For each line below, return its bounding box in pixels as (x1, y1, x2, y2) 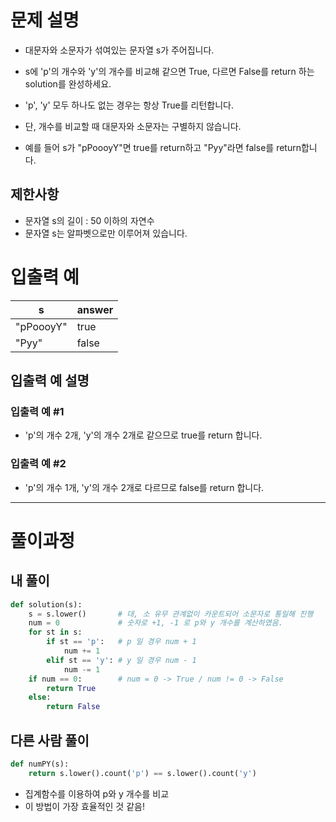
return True (46, 683, 97, 693)
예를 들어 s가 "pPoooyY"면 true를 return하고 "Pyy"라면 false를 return (24, 141, 302, 153)
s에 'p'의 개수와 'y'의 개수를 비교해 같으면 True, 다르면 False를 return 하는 (24, 65, 315, 77)
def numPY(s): (10, 759, 70, 769)
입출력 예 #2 (10, 457, 67, 471)
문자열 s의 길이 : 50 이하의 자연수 (24, 214, 155, 226)
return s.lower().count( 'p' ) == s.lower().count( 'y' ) (28, 768, 257, 778)
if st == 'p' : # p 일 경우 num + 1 (46, 637, 197, 647)
